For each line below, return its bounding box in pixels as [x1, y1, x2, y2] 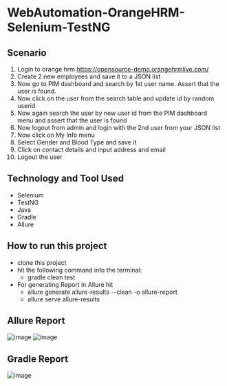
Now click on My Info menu [17, 131, 95, 139]
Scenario [7, 47, 47, 58]
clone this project [17, 258, 67, 266]
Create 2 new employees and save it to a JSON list [17, 72, 161, 81]
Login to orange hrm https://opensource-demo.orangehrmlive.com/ [17, 65, 209, 73]
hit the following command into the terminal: [17, 266, 142, 274]
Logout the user [17, 153, 63, 161]
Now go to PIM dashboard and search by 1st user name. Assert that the [17, 80, 220, 87]
